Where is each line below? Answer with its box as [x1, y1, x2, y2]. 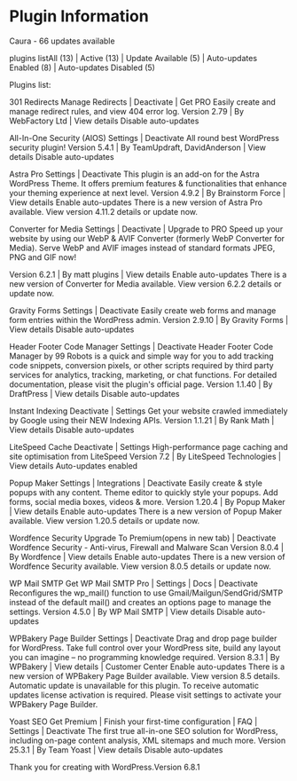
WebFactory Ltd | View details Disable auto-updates [9, 115, 199, 126]
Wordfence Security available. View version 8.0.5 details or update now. [9, 561, 272, 572]
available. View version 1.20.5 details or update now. [9, 515, 200, 525]
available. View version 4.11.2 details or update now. [9, 206, 198, 217]
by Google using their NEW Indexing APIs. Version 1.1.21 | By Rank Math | [9, 414, 275, 425]
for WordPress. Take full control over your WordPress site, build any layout [9, 642, 281, 653]
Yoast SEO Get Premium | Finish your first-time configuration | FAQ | [9, 716, 258, 727]
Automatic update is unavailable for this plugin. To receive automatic [9, 680, 260, 690]
